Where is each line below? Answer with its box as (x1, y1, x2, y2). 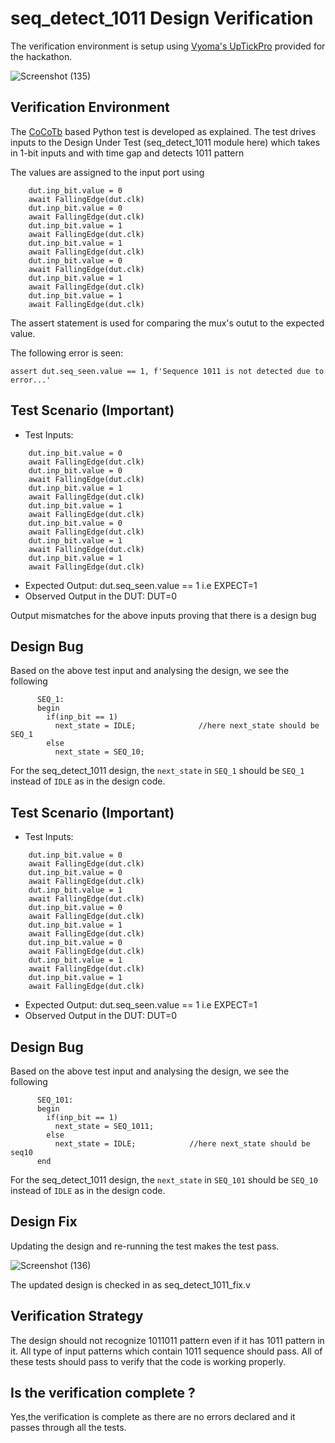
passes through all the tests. (10, 1422, 127, 1434)
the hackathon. (10, 50, 73, 62)
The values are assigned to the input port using (10, 166, 205, 178)
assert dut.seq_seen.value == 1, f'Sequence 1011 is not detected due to (10, 366, 325, 376)
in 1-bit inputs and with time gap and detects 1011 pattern (10, 147, 245, 159)
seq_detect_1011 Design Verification (10, 7, 314, 30)
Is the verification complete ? (10, 1385, 196, 1402)
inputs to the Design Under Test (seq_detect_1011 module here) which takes (10, 136, 321, 148)
